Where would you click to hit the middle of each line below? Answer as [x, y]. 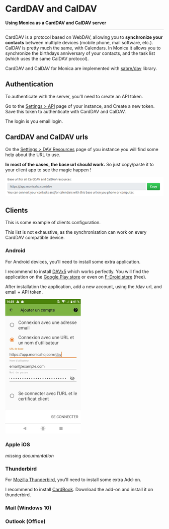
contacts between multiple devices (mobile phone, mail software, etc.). [79, 42]
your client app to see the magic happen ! [48, 170]
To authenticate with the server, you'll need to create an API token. [74, 96]
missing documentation [30, 455]
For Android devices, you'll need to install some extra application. [73, 261]
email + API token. [24, 292]
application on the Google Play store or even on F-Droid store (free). [76, 277]
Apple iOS [18, 445]
